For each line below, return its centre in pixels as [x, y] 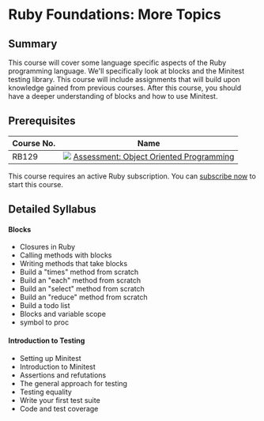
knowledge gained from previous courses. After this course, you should [125, 88]
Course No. [34, 143]
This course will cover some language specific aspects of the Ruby [117, 62]
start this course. [36, 184]
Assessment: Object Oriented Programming [154, 156]
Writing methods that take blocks [74, 264]
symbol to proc [44, 322]
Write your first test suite [60, 400]
